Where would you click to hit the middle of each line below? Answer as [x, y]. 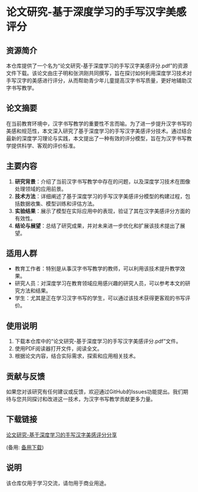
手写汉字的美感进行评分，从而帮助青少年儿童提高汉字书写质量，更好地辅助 [96, 81]
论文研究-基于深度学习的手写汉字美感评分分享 [62, 435]
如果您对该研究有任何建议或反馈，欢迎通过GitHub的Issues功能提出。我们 [95, 392]
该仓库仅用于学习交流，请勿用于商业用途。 [58, 483]
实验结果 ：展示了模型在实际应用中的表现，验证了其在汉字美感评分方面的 [102, 211]
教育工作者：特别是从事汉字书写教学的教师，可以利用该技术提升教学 [97, 268]
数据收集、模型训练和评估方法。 [59, 204]
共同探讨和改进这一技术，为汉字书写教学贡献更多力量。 [89, 399]
